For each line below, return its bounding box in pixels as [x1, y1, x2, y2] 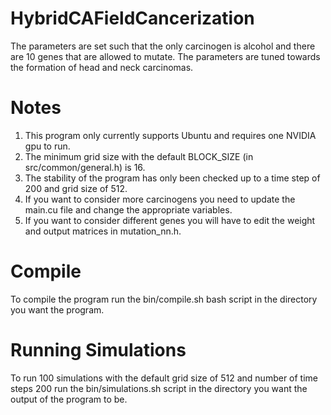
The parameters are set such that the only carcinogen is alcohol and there [10, 40, 316, 52]
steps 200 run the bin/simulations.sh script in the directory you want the [10, 382, 308, 394]
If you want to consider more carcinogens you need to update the [24, 193, 296, 205]
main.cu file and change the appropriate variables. [24, 203, 233, 216]
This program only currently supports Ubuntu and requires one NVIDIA [24, 129, 317, 141]
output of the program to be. [10, 393, 128, 405]
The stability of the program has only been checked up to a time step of [24, 172, 321, 184]
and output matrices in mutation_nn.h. [24, 225, 182, 237]
